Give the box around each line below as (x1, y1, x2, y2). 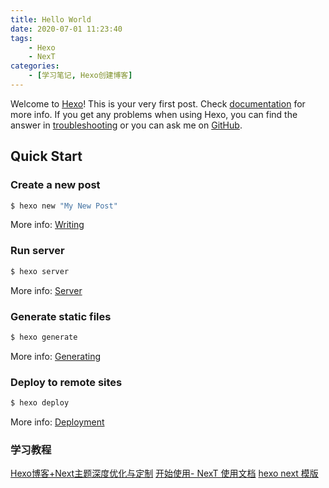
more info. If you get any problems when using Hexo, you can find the (10, 108, 298, 120)
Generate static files (10, 309, 112, 323)
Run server (10, 244, 65, 258)
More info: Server (10, 284, 83, 296)
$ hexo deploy (10, 398, 70, 408)
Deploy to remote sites (10, 375, 123, 389)
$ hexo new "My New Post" (10, 201, 118, 211)
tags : (10, 33, 33, 43)
